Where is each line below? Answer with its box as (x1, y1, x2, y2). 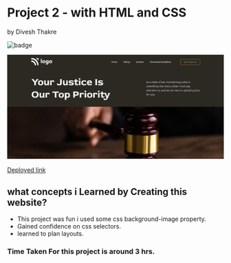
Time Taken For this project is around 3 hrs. (7, 246, 155, 256)
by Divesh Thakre (7, 28, 57, 36)
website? (7, 196, 47, 208)
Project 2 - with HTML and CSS (7, 5, 187, 21)
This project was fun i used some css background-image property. (16, 215, 206, 223)
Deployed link (7, 166, 46, 174)
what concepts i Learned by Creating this (7, 186, 188, 198)
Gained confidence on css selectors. (16, 222, 122, 231)
